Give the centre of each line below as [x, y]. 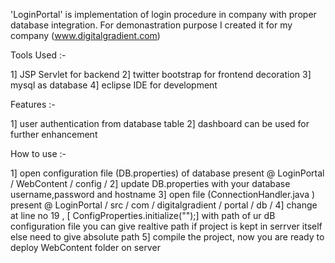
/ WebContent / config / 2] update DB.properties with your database [150, 183]
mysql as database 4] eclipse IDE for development [114, 85]
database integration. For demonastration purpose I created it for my [151, 25]
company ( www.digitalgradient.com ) [85, 35]
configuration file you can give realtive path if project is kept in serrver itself [166, 226]
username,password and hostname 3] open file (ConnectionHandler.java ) [163, 194]
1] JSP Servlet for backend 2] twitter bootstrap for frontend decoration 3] [161, 74]
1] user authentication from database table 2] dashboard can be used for [160, 123]
